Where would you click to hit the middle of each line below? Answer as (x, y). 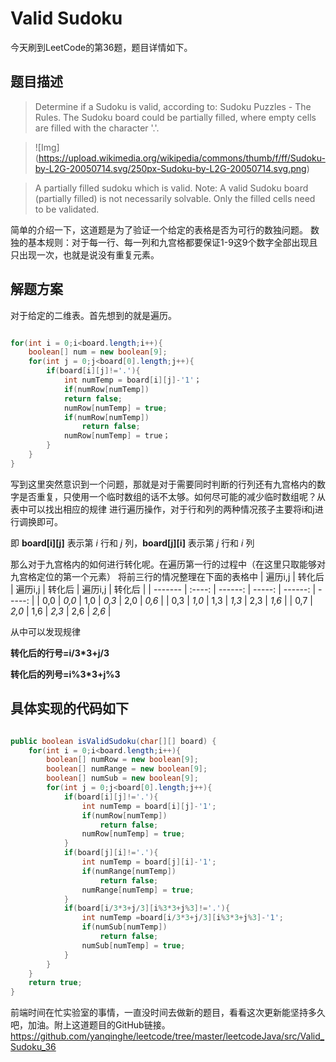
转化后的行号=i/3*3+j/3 (60, 653)
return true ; (55, 983)
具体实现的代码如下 (69, 708)
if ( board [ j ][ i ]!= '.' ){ (111, 853)
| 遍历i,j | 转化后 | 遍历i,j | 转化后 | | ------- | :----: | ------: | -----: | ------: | (163, 589)
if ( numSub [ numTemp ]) (124, 927)
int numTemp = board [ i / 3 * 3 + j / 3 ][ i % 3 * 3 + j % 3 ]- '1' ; (183, 918)
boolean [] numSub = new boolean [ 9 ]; (122, 778)
